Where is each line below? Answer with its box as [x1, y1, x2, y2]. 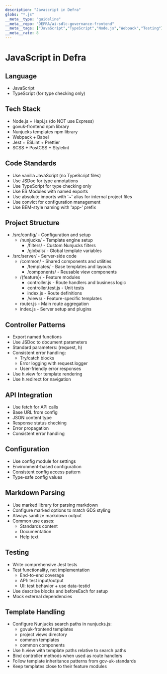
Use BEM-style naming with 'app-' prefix [12, 204, 96, 210]
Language [5, 72, 37, 80]
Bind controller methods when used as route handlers [12, 653, 123, 659]
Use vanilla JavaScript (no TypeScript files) [12, 172, 101, 178]
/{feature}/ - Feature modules [19, 274, 81, 280]
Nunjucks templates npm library [12, 128, 78, 135]
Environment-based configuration [12, 463, 82, 469]
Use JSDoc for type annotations [12, 178, 79, 184]
